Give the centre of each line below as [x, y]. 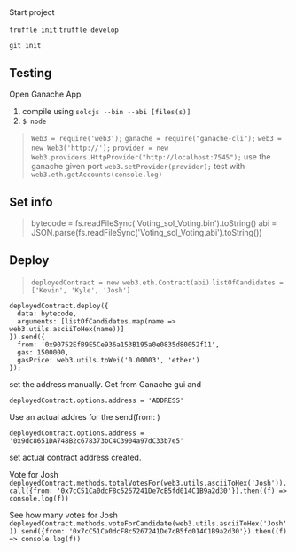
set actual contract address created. [75, 457]
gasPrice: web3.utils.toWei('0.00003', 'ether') [109, 360]
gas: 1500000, [43, 352]
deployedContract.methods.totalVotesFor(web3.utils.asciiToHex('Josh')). [148, 483]
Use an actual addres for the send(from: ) [85, 416]
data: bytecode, [47, 314]
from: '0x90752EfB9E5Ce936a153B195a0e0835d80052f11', [118, 345]
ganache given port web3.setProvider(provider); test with [138, 167]
